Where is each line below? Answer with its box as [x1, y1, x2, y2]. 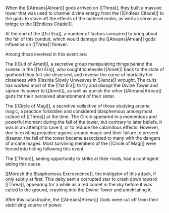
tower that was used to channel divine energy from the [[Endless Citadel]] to [5, 10, 164, 16]
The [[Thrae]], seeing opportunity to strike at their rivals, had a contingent [5, 155, 159, 162]
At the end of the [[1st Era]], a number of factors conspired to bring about [5, 31, 158, 36]
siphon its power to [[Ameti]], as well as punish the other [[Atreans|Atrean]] [5, 88, 162, 93]
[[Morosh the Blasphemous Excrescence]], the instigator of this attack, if [5, 171, 156, 177]
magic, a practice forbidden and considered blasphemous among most [5, 109, 153, 114]
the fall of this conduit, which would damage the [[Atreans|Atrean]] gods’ [5, 36, 157, 42]
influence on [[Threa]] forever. [5, 41, 68, 47]
